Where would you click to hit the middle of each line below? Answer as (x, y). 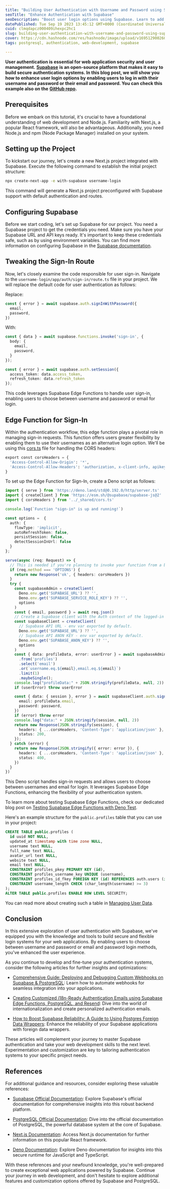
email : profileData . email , (47, 701)
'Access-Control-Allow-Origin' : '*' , (50, 462)
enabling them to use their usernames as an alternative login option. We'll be (85, 443)
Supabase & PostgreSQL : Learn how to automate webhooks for (78, 983)
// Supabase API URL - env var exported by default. (75, 626)
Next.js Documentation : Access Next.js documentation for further (81, 1134)
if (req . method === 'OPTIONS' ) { (45, 570)
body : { (18, 342)
